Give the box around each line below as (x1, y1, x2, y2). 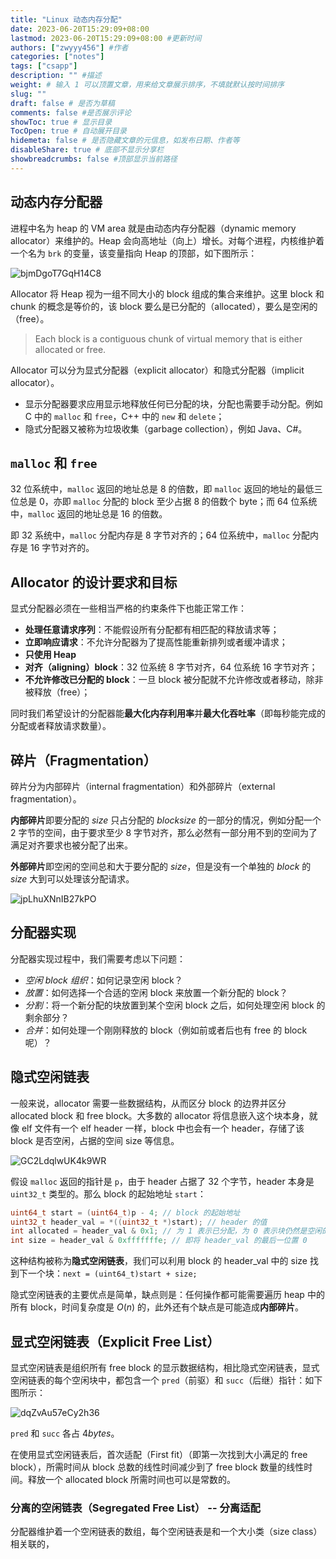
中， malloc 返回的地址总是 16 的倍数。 (10, 508, 168, 520)
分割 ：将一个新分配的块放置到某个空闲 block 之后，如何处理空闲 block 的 (24, 999, 326, 1011)
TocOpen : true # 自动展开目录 (10, 126, 127, 136)
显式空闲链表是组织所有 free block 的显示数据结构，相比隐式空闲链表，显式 (10, 1361, 320, 1373)
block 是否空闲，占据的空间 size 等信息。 (10, 1134, 180, 1146)
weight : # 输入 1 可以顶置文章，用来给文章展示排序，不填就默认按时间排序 (10, 80, 285, 90)
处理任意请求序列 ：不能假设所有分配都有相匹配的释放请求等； (24, 624, 280, 636)
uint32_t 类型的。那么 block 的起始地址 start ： (10, 1187, 207, 1200)
